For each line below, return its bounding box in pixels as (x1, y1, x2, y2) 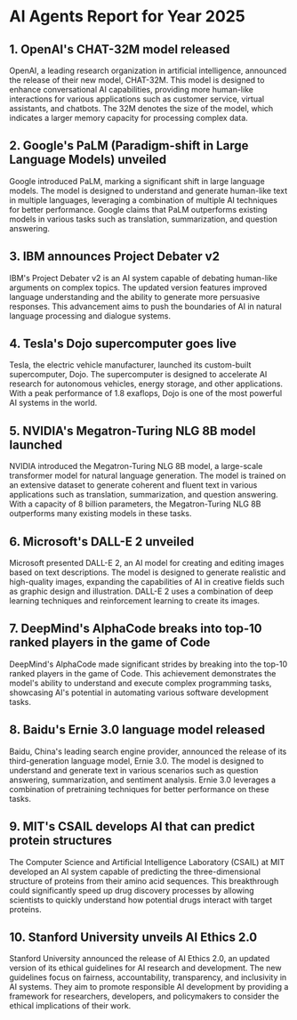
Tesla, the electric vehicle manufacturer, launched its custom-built (9, 360, 252, 370)
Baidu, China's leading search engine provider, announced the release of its (9, 746, 287, 757)
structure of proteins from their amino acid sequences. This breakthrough (9, 875, 279, 886)
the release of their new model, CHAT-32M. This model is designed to (9, 75, 265, 85)
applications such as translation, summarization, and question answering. (9, 490, 278, 500)
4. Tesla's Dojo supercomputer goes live (9, 336, 237, 352)
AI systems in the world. (9, 398, 98, 409)
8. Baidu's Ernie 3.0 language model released (9, 723, 266, 738)
